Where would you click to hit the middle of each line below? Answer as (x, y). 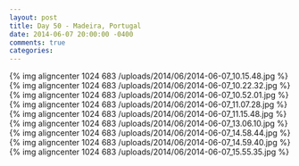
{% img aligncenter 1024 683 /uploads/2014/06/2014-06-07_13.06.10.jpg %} (149, 124)
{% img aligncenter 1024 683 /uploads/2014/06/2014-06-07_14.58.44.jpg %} (150, 133)
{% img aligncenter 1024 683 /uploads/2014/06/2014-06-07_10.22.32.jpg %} (150, 86)
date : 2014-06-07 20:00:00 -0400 (71, 34)
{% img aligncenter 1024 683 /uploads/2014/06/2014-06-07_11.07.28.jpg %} (149, 104)
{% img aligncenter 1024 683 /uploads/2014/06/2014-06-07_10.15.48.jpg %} (149, 76)
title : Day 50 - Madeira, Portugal (75, 26)
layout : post (33, 17)
